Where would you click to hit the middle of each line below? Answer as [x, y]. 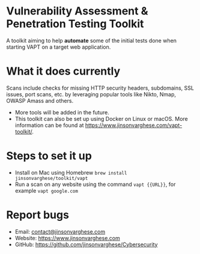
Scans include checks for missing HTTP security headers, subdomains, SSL [100, 88]
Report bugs [38, 215]
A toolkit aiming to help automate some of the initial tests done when [92, 40]
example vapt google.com [46, 190]
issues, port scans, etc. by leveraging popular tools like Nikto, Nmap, [91, 94]
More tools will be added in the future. [62, 112]
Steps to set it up [49, 156]
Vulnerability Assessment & [77, 11]
